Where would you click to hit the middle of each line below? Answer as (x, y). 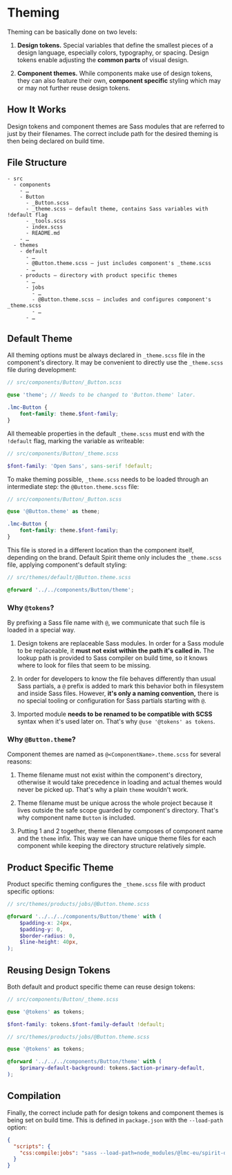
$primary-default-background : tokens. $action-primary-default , (113, 1068)
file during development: (42, 370)
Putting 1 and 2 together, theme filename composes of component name (120, 831)
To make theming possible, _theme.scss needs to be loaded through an (108, 479)
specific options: (31, 891)
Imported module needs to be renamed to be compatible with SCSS (115, 714)
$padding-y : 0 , (41, 929)
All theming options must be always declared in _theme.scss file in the (106, 355)
